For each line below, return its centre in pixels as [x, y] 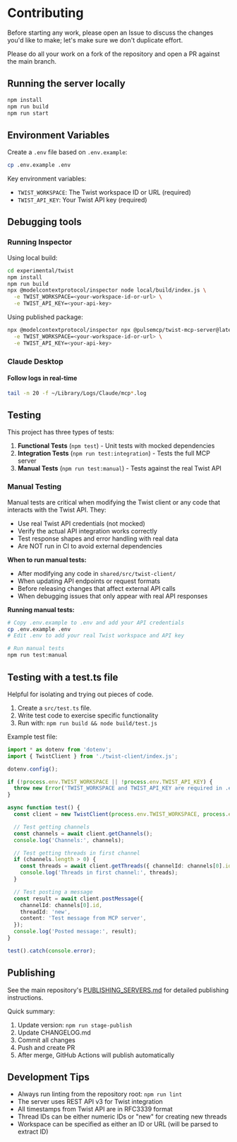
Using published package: [45, 317]
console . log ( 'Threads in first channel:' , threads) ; [99, 873]
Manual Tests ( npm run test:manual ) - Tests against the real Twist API [120, 468]
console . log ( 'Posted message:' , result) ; [75, 932]
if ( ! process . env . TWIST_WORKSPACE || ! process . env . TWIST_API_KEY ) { [110, 782]
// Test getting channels [52, 827]
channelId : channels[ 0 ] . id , [61, 905]
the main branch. [32, 61]
